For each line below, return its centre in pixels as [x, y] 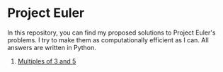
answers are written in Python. [52, 47]
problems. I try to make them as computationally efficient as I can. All [108, 40]
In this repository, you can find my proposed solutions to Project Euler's [111, 32]
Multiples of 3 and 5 [47, 61]
